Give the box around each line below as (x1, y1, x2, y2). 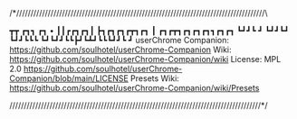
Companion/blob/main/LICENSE (9, 73, 129, 84)
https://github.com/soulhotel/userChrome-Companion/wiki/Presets (9, 83, 260, 93)
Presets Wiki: (129, 73, 179, 84)
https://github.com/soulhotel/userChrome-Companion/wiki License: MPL (9, 54, 282, 64)
